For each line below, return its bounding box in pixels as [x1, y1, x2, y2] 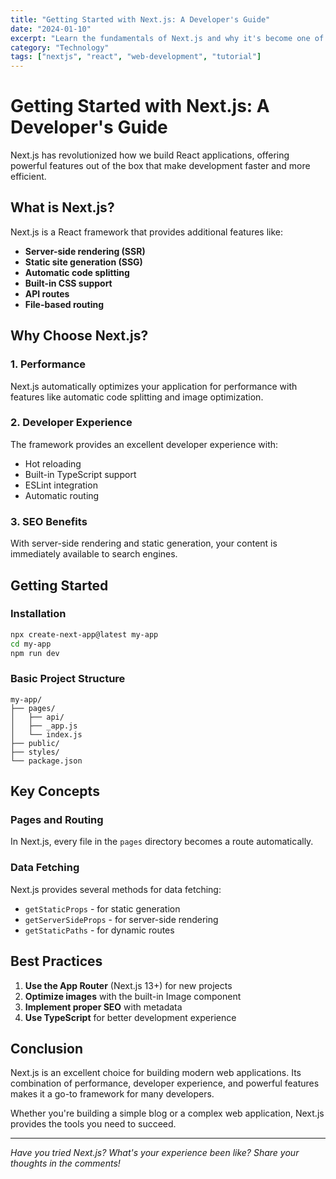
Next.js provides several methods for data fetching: [10, 883, 222, 895]
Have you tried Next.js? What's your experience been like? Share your [10, 1147, 300, 1159]
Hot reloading [24, 457, 82, 470]
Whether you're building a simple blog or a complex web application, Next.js [10, 1107, 325, 1120]
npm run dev [10, 648, 60, 658]
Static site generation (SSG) [24, 256, 143, 268]
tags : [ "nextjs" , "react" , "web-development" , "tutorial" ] [10, 52, 262, 62]
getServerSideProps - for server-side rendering [24, 913, 219, 925]
